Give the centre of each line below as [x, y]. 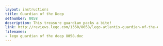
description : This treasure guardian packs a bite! [58, 23]
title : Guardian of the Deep [34, 14]
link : [10, 27]
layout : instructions [27, 9]
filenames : [16, 32]
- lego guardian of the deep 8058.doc [44, 36]
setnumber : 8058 [21, 18]
